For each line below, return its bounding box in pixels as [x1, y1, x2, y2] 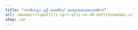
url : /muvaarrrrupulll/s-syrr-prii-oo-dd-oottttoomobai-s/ [5, 12, 133, 17]
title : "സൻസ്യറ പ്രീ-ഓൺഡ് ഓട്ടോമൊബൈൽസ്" [5, 7, 107, 13]
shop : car [5, 17, 26, 22]
